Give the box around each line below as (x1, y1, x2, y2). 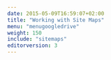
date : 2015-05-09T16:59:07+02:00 (7, 10, 105, 17)
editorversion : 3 (7, 42, 58, 49)
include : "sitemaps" (7, 36, 68, 43)
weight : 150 (7, 29, 42, 37)
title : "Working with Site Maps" (7, 17, 105, 23)
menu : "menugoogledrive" (7, 23, 80, 30)
